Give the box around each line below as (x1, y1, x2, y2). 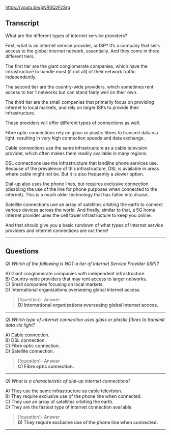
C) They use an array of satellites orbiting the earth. (5, 398, 113, 404)
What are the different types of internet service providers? (5, 33, 127, 39)
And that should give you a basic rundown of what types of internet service (5, 222, 164, 228)
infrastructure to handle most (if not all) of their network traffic (5, 68, 136, 74)
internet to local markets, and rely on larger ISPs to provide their (5, 104, 139, 110)
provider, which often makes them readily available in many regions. (5, 150, 148, 156)
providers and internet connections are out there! (5, 227, 108, 234)
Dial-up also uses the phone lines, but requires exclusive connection (5, 181, 149, 187)
